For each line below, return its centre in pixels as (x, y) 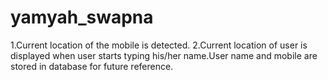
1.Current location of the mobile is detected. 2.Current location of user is (159, 45)
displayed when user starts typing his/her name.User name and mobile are (164, 55)
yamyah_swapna (82, 17)
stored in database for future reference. (92, 66)
